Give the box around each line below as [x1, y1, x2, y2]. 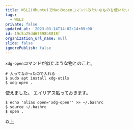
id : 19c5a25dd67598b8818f [5, 31, 60, 36]
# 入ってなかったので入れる [5, 71, 56, 76]
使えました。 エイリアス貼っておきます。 [5, 90, 91, 96]
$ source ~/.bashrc [5, 104, 47, 110]
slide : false [5, 41, 33, 46]
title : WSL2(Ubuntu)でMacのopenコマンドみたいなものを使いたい [5, 7, 129, 13]
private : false [5, 21, 38, 27]
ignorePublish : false [5, 45, 51, 50]
